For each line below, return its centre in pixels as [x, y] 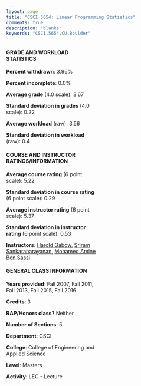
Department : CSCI [29, 336]
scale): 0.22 [21, 112]
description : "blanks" [34, 28]
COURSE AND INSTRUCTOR [41, 154]
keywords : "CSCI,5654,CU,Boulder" [49, 34]
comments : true [25, 22]
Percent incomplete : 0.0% [39, 83]
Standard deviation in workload [45, 135]
